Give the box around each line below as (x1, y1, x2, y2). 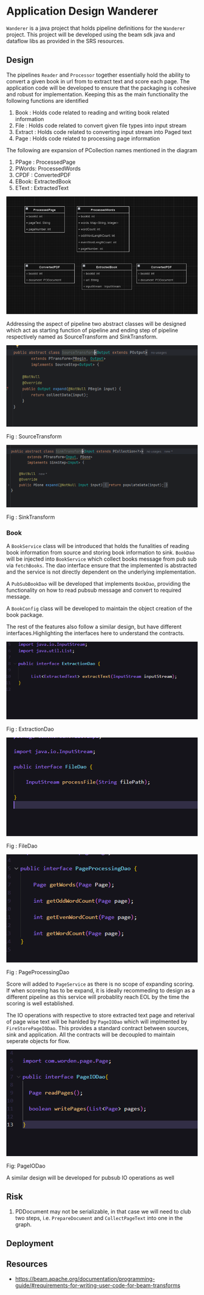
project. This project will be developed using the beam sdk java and (6, 30, 175, 38)
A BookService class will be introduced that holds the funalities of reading (6, 542, 189, 550)
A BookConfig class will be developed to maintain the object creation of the (6, 605, 192, 612)
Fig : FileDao (6, 842, 38, 849)
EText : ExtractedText (15, 184, 69, 191)
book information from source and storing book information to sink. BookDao (6, 549, 195, 556)
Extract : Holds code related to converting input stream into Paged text (15, 128, 192, 135)
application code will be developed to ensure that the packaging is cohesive (6, 84, 197, 91)
